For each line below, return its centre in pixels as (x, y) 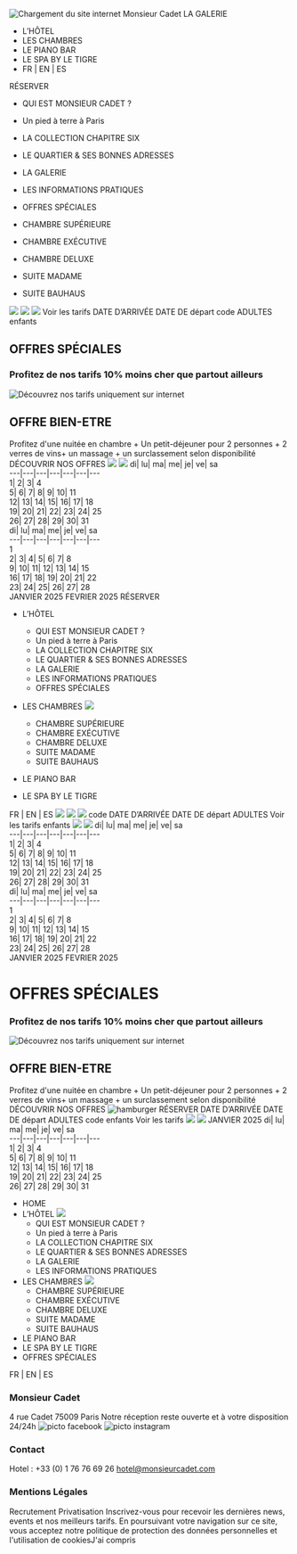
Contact (27, 1450)
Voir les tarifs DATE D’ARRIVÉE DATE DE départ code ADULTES (157, 312)
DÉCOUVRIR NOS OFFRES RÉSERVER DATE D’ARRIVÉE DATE (146, 1109)
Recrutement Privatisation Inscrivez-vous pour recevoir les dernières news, (147, 1511)
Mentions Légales (49, 1492)
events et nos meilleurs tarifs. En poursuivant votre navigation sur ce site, (144, 1521)
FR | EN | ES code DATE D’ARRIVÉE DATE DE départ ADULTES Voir (147, 814)
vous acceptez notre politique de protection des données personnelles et (143, 1530)
